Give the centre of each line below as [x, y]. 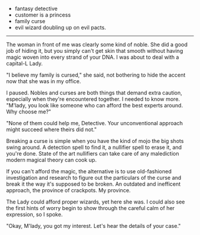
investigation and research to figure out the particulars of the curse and [94, 178]
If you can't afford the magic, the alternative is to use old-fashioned [89, 171]
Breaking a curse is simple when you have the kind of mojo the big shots [95, 141]
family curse [30, 21]
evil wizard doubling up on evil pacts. [60, 27]
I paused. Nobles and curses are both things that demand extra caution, [94, 93]
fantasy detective [36, 9]
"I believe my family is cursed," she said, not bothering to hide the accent [96, 75]
